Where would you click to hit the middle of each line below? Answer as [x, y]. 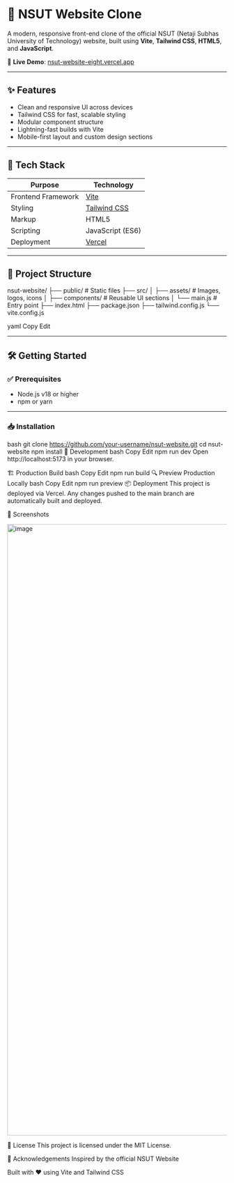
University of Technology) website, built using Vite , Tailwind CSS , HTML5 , [115, 40]
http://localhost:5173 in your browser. [61, 459]
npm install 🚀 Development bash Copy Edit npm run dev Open [120, 451]
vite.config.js [26, 313]
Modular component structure [60, 122]
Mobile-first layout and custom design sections [85, 137]
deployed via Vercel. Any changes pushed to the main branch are [101, 493]
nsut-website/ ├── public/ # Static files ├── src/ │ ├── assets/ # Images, [114, 291]
